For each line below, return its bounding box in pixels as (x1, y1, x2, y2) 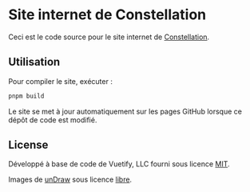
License (8, 138, 49, 152)
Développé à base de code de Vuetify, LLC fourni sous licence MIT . (8, 159, 230, 169)
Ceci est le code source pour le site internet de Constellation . (8, 32, 210, 42)
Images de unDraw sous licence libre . (8, 174, 133, 185)
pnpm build (8, 92, 45, 100)
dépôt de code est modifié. (8, 114, 97, 125)
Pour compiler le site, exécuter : (8, 76, 113, 86)
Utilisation (8, 55, 61, 69)
